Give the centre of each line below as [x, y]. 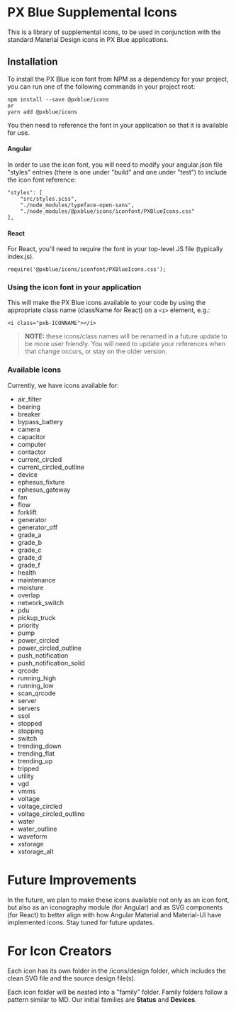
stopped [30, 723]
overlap [29, 595]
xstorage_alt [35, 851]
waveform [32, 836]
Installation [33, 62]
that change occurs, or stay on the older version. [96, 351]
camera [29, 429]
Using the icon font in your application [74, 287]
